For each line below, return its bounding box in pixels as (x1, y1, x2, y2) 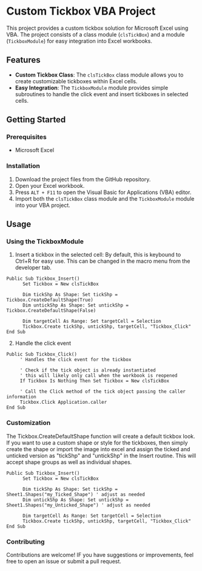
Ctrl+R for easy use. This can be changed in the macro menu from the (15, 257, 190, 265)
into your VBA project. (15, 201, 71, 209)
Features (6, 55, 41, 65)
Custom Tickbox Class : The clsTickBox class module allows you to (15, 71, 184, 78)
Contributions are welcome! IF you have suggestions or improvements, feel (6, 552, 194, 559)
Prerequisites (6, 133, 47, 141)
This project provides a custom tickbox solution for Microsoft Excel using (6, 24, 189, 32)
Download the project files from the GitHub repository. (15, 175, 151, 183)
